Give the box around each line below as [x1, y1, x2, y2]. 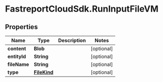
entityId [7, 53, 26, 60]
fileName [7, 61, 29, 67]
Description [58, 37, 86, 44]
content [7, 45, 26, 52]
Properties [5, 23, 38, 31]
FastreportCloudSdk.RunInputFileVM [5, 3, 159, 15]
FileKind [34, 69, 54, 76]
